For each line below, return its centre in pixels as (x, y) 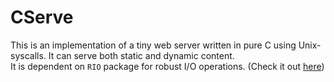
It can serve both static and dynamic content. (141, 55)
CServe (42, 17)
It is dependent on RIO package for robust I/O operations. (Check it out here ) (167, 66)
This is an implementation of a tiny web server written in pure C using (153, 45)
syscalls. (28, 55)
